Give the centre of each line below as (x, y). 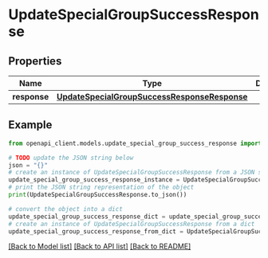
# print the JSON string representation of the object (101, 188)
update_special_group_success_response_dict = (87, 217)
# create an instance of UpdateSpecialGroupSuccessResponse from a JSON (132, 173)
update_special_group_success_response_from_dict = (96, 231)
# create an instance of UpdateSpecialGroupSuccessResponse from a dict (132, 224)
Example (30, 125)
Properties (35, 61)
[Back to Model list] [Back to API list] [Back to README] (100, 246)
